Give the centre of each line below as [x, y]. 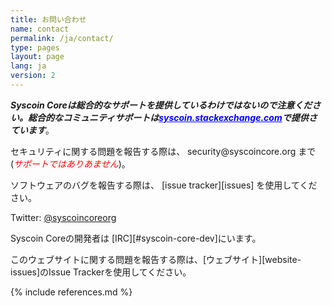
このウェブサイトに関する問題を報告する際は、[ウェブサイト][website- [156, 259]
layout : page [37, 57]
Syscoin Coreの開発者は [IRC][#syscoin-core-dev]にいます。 [136, 238]
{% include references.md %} [71, 292]
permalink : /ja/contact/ [62, 38]
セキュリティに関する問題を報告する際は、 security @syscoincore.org [153, 151]
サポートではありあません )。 [72, 163]
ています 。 [32, 130]
